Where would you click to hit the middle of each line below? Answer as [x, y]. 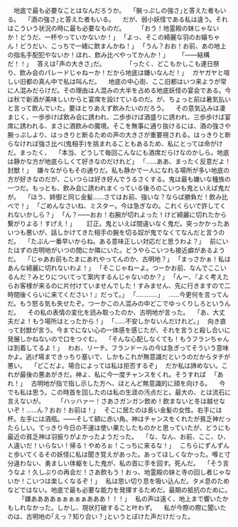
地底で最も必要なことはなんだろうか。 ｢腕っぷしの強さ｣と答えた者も [117, 10]
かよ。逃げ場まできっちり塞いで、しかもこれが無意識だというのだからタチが [119, 357]
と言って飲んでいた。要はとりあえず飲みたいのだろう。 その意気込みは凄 [117, 108]
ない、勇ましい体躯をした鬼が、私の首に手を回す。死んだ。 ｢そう [124, 463]
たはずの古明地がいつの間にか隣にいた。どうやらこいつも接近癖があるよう [116, 250]
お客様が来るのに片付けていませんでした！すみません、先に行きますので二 [122, 286]
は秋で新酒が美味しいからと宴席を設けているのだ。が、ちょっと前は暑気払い [119, 99]
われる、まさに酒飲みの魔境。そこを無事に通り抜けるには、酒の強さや [129, 126]
